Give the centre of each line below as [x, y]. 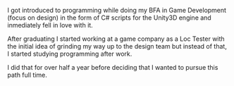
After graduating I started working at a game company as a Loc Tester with [116, 39]
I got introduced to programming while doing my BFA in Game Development [117, 10]
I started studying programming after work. [70, 54]
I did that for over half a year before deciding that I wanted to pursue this [113, 67]
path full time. [27, 75]
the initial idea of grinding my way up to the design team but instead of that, [117, 46]
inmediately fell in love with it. [50, 25]
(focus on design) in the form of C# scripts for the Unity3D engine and [109, 18]
